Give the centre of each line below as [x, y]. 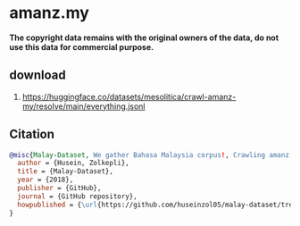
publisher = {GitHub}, [59, 188]
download [37, 75]
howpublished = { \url [58, 205]
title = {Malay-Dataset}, [66, 172]
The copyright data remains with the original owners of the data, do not [144, 38]
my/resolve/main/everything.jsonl [83, 106]
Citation [32, 134]
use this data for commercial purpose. [82, 46]
